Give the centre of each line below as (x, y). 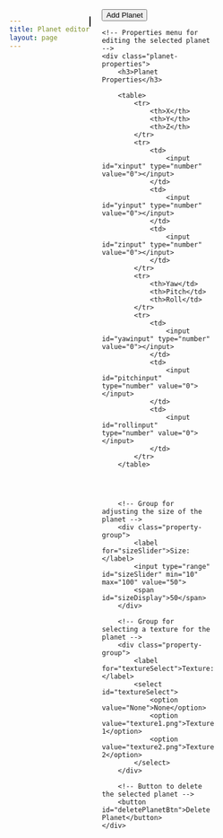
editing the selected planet (156, 40)
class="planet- (150, 57)
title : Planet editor (50, 29)
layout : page (34, 38)
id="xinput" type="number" (152, 166)
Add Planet (124, 15)
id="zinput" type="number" (152, 245)
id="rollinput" (130, 425)
